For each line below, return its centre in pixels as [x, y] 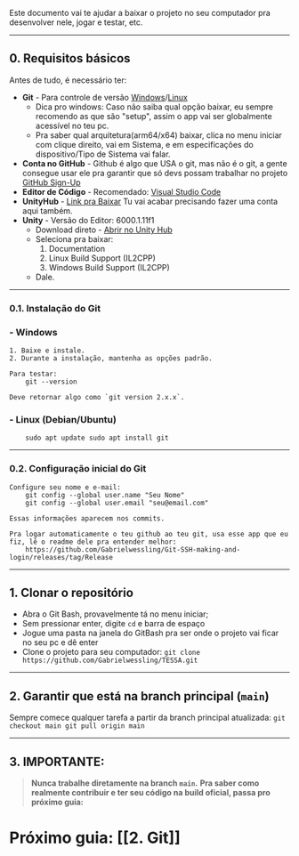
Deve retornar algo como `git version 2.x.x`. [97, 398]
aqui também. [47, 210]
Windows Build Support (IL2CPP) [109, 267]
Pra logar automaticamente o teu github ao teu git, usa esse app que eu [149, 534]
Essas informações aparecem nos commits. [87, 518]
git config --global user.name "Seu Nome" [105, 495]
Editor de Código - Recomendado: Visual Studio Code [121, 191]
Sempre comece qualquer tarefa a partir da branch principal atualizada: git [148, 718]
